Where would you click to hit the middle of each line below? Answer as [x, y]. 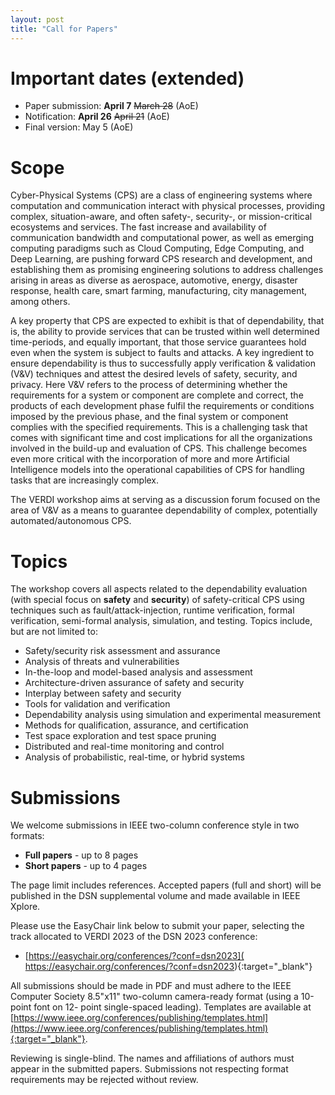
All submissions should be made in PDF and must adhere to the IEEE [151, 986]
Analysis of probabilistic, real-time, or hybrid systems [134, 757]
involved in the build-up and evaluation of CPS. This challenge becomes [159, 448]
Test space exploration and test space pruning [120, 736]
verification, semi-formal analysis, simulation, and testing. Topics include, [161, 621]
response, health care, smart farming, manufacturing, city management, [159, 291]
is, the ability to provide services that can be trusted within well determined [165, 332]
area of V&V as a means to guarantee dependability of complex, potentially [164, 510]
